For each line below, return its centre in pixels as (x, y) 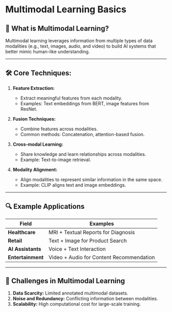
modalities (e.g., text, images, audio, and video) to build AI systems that (81, 46)
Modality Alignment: (35, 169)
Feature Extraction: (34, 88)
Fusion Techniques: (34, 119)
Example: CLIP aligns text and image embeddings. (73, 185)
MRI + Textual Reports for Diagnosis (92, 232)
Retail (15, 241)
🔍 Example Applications (45, 207)
